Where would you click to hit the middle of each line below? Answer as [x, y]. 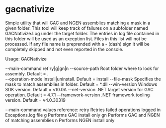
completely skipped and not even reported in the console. [64, 49]
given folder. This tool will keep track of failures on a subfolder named [77, 28]
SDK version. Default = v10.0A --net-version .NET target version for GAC [80, 89]
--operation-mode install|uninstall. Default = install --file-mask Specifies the [83, 79]
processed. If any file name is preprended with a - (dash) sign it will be [78, 44]
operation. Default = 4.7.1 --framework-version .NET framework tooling [78, 95]
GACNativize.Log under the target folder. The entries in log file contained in [82, 33]
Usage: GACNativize [26, 59]
